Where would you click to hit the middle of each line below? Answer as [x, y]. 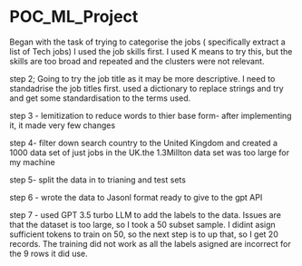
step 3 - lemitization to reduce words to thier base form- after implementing [151, 115]
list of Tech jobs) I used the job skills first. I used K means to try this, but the [151, 51]
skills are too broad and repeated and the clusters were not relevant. [137, 61]
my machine [33, 162]
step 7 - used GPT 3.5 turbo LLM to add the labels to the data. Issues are [145, 214]
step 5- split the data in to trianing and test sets [97, 180]
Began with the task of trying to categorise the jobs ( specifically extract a [147, 42]
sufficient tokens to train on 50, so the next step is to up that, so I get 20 [144, 234]
